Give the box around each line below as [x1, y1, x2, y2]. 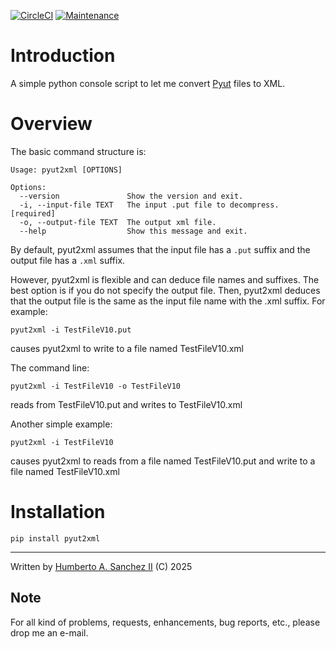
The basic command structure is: [10, 145, 147, 157]
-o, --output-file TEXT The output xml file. [19, 217, 217, 227]
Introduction [10, 45, 116, 67]
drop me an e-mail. [10, 626, 89, 639]
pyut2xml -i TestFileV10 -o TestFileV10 [10, 381, 182, 391]
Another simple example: [10, 418, 113, 430]
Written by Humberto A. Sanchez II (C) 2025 [10, 560, 193, 572]
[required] [10, 208, 56, 219]
